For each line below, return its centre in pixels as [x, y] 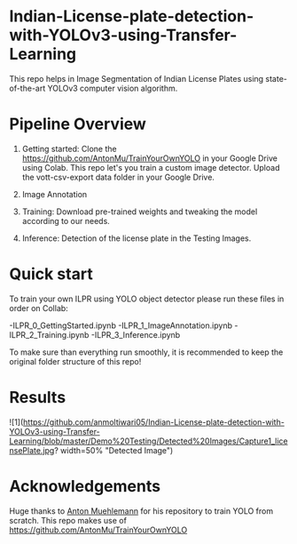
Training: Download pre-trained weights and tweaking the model [140, 212]
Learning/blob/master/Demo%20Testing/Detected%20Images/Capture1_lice [148, 441]
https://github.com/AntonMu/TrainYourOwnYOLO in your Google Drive [149, 158]
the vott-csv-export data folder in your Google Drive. [118, 177]
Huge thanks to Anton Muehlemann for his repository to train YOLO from [141, 511]
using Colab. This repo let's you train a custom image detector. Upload [151, 167]
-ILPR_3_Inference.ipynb [136, 334]
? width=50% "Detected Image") [114, 450]
